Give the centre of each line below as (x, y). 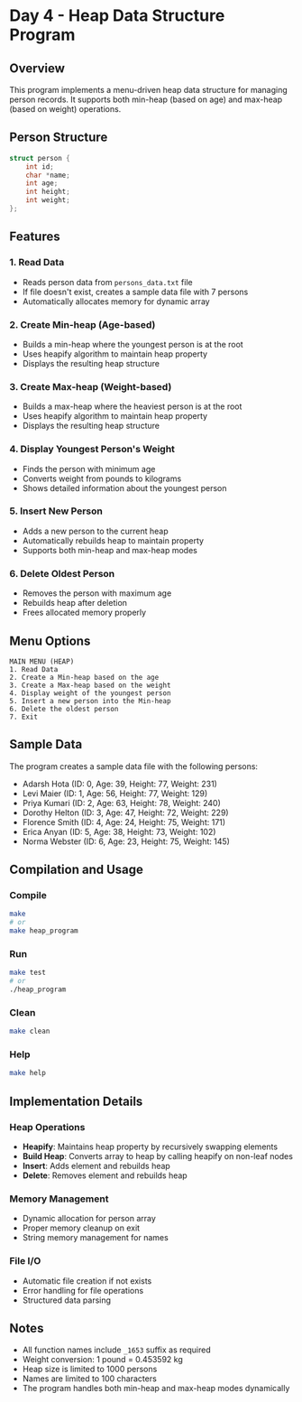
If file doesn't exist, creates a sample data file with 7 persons (135, 292)
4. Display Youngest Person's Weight (92, 450)
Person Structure (59, 138)
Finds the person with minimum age (89, 469)
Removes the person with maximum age (97, 593)
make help (28, 1073)
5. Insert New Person (56, 511)
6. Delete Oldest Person (62, 573)
